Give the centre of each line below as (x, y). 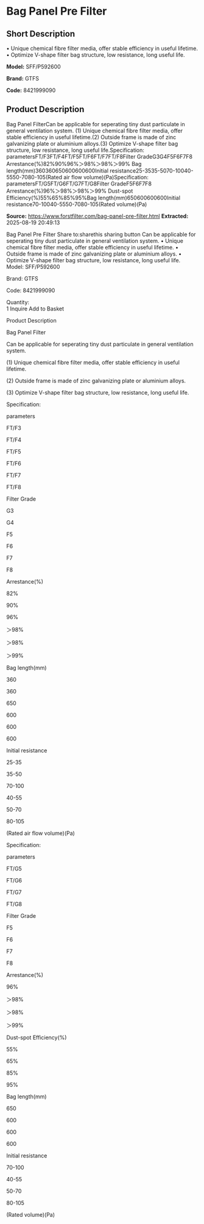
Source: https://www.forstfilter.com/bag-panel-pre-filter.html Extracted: (97, 216)
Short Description (41, 34)
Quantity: (18, 302)
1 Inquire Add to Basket (35, 309)
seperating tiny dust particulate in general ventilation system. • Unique (95, 241)
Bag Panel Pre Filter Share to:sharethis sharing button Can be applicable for (101, 234)
